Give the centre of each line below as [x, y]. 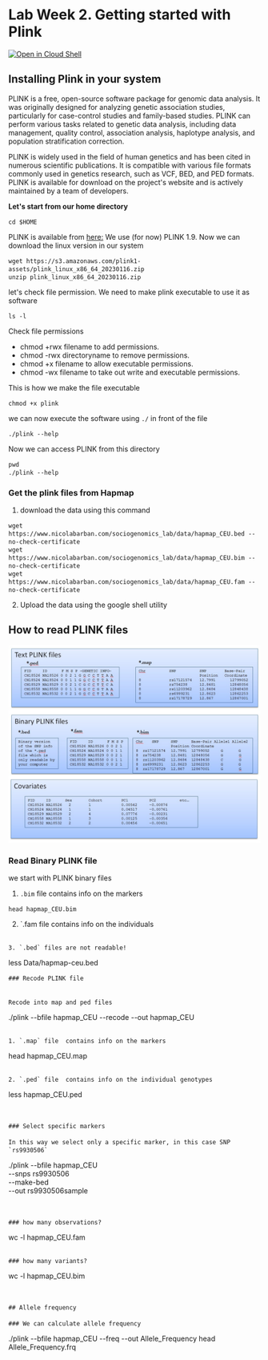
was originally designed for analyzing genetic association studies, [117, 107]
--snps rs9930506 [39, 1173]
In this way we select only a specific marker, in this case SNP [119, 1142]
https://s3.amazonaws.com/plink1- [84, 261]
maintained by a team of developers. [69, 191]
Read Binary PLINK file [53, 860]
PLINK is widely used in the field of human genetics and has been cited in [129, 156]
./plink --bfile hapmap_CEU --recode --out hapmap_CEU [101, 1017]
